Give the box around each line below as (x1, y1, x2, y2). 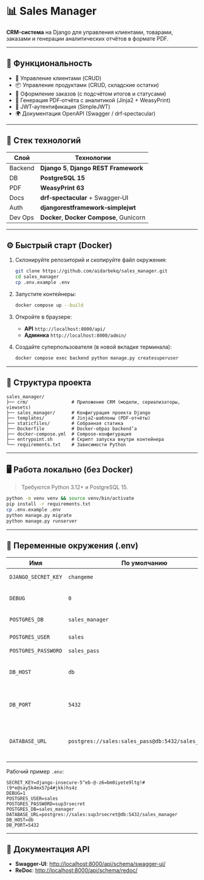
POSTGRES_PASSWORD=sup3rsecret (6, 800, 86, 807)
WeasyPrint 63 (40, 183, 85, 192)
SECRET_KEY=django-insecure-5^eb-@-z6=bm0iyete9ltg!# (6, 779, 146, 786)
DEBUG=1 (6, 790, 26, 796)
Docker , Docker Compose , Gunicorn (40, 213, 146, 221)
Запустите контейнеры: (15, 291, 76, 297)
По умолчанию (121, 558, 168, 567)
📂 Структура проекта (6, 378, 92, 388)
